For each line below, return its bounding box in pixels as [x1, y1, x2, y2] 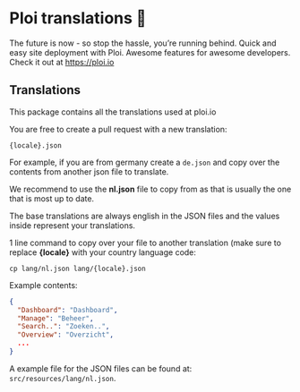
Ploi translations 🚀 [9, 8, 147, 29]
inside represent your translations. [9, 219, 136, 231]
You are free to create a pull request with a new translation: [9, 124, 227, 134]
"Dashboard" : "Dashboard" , [17, 305, 118, 314]
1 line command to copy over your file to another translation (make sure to [9, 237, 282, 248]
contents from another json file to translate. [9, 166, 169, 177]
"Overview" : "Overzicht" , [17, 330, 115, 339]
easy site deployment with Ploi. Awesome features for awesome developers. [9, 47, 291, 57]
